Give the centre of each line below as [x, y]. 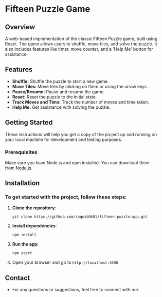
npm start [22, 253]
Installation [22, 183]
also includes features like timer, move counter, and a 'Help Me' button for [79, 49]
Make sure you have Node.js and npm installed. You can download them [77, 162]
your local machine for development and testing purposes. [64, 139]
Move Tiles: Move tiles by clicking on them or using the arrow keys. [80, 86]
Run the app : [25, 244]
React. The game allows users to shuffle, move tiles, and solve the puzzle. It [81, 44]
